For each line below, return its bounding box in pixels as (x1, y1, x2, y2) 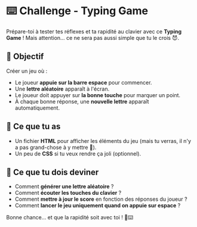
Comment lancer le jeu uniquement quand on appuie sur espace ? (14, 202, 181, 209)
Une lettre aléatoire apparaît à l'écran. (14, 85, 110, 92)
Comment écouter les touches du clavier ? (14, 189, 122, 197)
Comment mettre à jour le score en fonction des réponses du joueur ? (14, 195, 187, 203)
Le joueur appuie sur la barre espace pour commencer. (14, 79, 152, 86)
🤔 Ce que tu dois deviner (6, 167, 99, 177)
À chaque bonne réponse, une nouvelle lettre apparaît (14, 98, 149, 105)
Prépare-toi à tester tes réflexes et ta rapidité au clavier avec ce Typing (6, 27, 182, 35)
